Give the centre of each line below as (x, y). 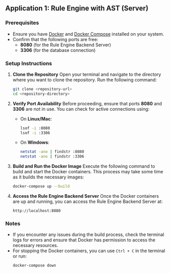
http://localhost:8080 (37, 211)
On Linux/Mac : (36, 118)
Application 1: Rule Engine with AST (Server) (77, 8)
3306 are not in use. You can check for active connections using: (81, 109)
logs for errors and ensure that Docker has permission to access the (84, 240)
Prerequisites (22, 23)
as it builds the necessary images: (48, 177)
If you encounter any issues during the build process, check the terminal (88, 235)
